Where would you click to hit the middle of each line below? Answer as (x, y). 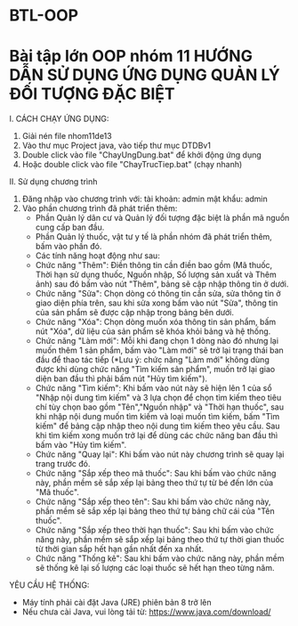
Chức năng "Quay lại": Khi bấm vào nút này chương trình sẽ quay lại (160, 454)
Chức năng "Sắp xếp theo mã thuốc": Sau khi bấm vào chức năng (156, 474)
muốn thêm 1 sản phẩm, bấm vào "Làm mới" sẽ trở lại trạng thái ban (160, 350)
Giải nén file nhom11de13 (67, 136)
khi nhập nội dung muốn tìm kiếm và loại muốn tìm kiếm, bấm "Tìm (157, 417)
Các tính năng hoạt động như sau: (97, 256)
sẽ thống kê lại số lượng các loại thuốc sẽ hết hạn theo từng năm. (155, 568)
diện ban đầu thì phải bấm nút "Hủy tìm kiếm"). (121, 378)
